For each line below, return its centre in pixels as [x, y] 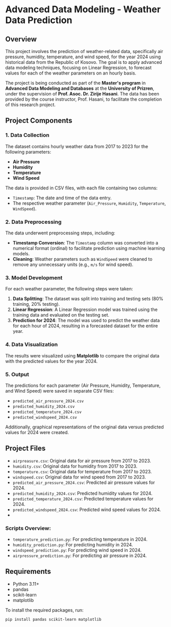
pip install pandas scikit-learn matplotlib [53, 619]
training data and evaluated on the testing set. [61, 315]
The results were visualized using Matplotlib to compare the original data [82, 355]
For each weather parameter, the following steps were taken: [69, 289]
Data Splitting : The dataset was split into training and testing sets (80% [88, 299]
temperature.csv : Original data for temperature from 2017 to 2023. [82, 471]
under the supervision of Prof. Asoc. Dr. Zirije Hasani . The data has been [82, 94]
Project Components [39, 121]
